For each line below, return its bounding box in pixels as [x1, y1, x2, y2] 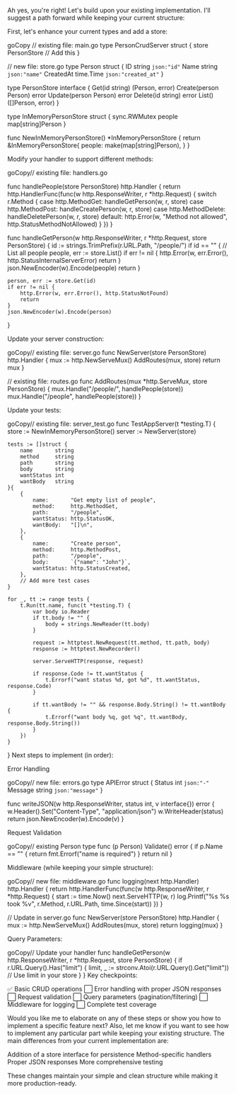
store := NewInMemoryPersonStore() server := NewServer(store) [7, 427, 196, 435]
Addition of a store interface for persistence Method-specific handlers [7, 1050, 212, 1059]
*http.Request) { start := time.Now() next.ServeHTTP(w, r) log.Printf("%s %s [7, 892, 230, 901]
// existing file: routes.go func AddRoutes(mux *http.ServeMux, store [7, 377, 208, 385]
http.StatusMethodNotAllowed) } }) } [7, 220, 113, 228]
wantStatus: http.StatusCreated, [33, 565, 131, 572]
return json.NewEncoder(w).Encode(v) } [7, 815, 124, 823]
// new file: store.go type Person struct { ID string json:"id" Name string [7, 62, 218, 70]
